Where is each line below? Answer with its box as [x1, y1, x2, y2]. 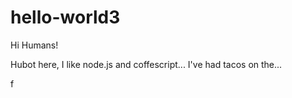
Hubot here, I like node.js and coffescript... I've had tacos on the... [10, 58, 283, 70]
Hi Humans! [10, 39, 59, 51]
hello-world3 [10, 6, 121, 29]
